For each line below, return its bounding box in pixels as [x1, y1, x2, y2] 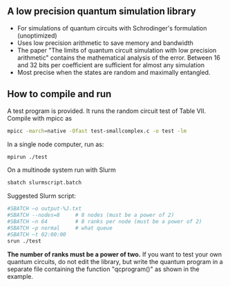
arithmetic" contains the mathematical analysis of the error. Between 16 [17, 53, 221, 62]
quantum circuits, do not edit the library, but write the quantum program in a [7, 257, 223, 266]
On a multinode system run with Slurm [7, 166, 116, 174]
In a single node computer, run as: [7, 140, 104, 148]
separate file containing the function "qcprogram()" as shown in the [7, 265, 200, 273]
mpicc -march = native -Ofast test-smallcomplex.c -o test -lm [7, 128, 187, 134]
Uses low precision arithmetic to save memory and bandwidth [17, 38, 193, 47]
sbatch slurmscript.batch [7, 180, 82, 186]
